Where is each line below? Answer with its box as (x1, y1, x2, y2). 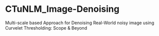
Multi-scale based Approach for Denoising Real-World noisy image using (5, 20, 155, 26)
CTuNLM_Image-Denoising (5, 3, 120, 15)
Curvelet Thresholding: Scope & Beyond (5, 25, 87, 31)
